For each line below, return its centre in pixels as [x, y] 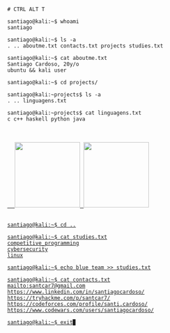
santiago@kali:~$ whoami [43, 22]
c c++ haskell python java [46, 119]
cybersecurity [28, 249]
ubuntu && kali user [37, 70]
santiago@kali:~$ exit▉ [42, 323]
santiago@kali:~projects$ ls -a [54, 95]
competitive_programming [43, 243]
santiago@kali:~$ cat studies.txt [57, 237]
